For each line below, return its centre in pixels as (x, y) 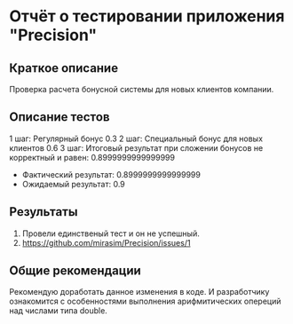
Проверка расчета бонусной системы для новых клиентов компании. (142, 89)
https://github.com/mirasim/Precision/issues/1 (106, 242)
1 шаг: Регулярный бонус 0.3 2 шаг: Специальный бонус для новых (136, 138)
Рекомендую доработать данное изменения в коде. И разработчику (139, 292)
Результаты (44, 212)
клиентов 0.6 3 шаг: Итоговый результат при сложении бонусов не (136, 147)
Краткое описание (63, 68)
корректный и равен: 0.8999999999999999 (92, 157)
